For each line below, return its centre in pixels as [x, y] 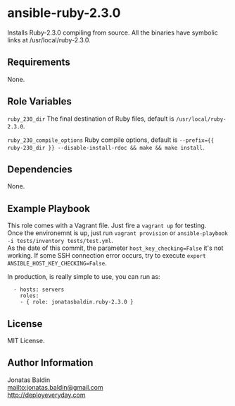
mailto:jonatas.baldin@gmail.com [55, 387]
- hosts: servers [39, 290]
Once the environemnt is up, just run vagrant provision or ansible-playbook [118, 233]
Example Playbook [49, 209]
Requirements [39, 62]
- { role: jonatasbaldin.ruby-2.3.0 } [77, 302]
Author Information [50, 363]
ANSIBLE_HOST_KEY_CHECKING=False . [57, 263]
